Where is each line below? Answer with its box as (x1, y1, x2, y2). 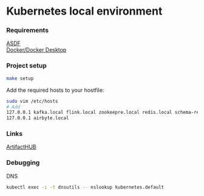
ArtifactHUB (6, 143, 36, 150)
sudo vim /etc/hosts (6, 98, 59, 104)
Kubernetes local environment (6, 4, 163, 18)
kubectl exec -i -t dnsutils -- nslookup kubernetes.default (6, 184, 165, 190)
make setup (6, 75, 34, 82)
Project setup (6, 61, 47, 70)
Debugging (6, 158, 40, 167)
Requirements (6, 26, 49, 35)
